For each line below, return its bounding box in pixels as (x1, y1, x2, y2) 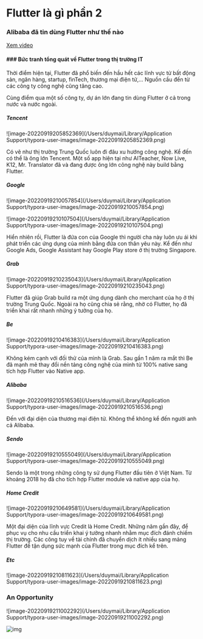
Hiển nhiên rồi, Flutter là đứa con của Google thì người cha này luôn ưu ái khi (6, 233, 198, 241)
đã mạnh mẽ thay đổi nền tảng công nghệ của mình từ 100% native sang (6, 361, 188, 368)
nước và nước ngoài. (6, 101, 58, 108)
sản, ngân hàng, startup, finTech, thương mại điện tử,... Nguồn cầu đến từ (6, 76, 190, 83)
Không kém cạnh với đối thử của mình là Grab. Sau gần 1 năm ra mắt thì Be (6, 354, 193, 362)
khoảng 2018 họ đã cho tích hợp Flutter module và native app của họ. (6, 475, 181, 482)
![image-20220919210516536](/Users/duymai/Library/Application (6, 397, 170, 404)
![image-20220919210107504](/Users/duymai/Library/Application (6, 215, 170, 222)
